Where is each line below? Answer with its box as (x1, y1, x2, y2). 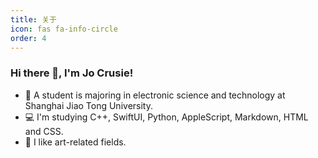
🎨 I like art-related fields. (24, 136, 127, 148)
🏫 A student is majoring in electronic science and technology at (24, 89, 286, 101)
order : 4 (10, 33, 47, 43)
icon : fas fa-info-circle (10, 24, 118, 34)
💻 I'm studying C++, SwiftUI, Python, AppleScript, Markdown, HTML (24, 111, 309, 123)
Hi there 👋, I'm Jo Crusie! (10, 66, 134, 80)
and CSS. (24, 125, 64, 137)
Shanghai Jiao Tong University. (24, 99, 153, 111)
